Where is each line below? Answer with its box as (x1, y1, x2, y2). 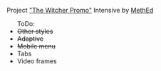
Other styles (16, 27, 53, 35)
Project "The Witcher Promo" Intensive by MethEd (6, 6, 154, 14)
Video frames (16, 57, 58, 65)
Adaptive (16, 34, 44, 43)
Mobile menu (16, 42, 56, 50)
